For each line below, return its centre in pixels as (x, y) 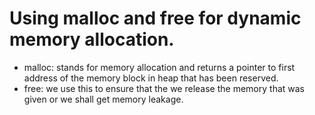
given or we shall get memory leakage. (103, 99)
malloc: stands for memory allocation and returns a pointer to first (159, 67)
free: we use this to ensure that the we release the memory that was (164, 88)
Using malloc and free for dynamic (155, 18)
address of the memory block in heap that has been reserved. (151, 78)
